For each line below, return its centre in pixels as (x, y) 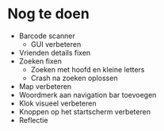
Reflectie (33, 120)
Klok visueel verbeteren (57, 103)
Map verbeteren (45, 86)
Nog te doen (49, 14)
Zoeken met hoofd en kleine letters (88, 69)
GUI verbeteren (56, 44)
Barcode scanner (47, 36)
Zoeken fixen (40, 61)
